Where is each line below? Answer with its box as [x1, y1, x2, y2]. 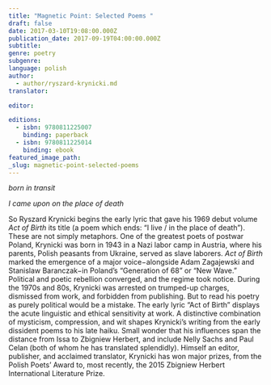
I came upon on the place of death [8, 199, 124, 208]
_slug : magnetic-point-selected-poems [8, 161, 139, 169]
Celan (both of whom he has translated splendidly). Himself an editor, [8, 343, 240, 353]
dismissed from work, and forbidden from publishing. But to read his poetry [8, 291, 260, 301]
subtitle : [8, 42, 42, 50]
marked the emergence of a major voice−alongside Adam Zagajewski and [8, 257, 255, 267]
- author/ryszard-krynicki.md [15, 79, 117, 87]
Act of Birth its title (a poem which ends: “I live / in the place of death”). [8, 223, 245, 232]
